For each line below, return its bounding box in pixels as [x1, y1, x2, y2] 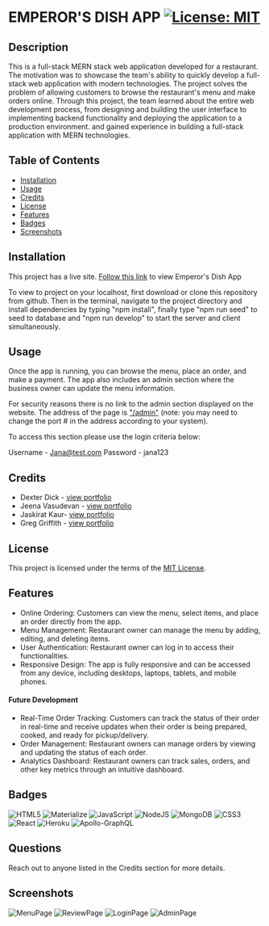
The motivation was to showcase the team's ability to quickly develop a [8, 70, 246, 80]
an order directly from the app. [19, 617, 122, 626]
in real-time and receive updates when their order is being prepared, [19, 722, 247, 731]
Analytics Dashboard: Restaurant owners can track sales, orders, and [19, 756, 250, 766]
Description [8, 40, 68, 54]
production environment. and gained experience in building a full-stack [8, 122, 244, 131]
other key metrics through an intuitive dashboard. [19, 764, 184, 775]
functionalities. [19, 650, 70, 660]
